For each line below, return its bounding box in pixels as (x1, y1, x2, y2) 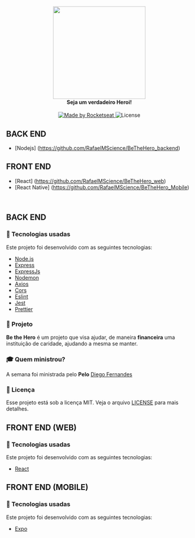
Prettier (14, 305, 33, 312)
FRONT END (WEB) (6, 422, 77, 433)
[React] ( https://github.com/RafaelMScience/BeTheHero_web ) (14, 177, 167, 184)
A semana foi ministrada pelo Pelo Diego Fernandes (6, 371, 133, 378)
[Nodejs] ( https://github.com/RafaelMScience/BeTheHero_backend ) (14, 145, 180, 152)
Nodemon (14, 274, 40, 281)
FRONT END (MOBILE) (6, 482, 89, 492)
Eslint (14, 293, 28, 300)
